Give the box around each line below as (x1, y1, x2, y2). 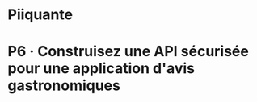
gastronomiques (7, 76, 120, 95)
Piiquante (7, 6, 74, 24)
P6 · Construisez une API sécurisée (7, 43, 250, 61)
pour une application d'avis (7, 59, 196, 78)
